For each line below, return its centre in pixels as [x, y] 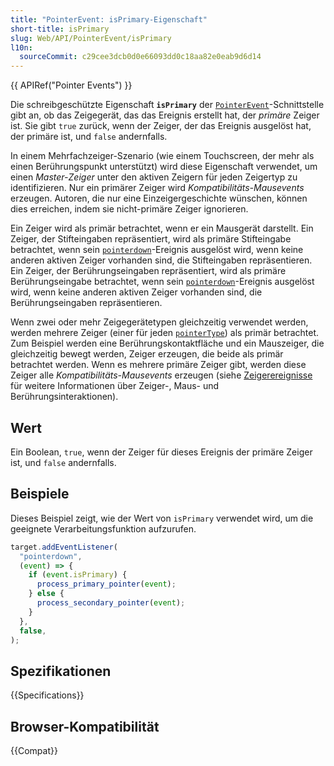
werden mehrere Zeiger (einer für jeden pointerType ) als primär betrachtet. [165, 333]
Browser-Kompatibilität [85, 726]
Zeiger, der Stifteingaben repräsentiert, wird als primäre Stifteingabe [151, 239]
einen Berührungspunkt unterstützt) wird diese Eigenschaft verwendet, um [164, 167]
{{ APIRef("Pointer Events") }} [71, 85]
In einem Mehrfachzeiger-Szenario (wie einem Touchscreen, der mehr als [162, 156]
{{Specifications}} [47, 695]
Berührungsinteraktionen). [64, 397]
